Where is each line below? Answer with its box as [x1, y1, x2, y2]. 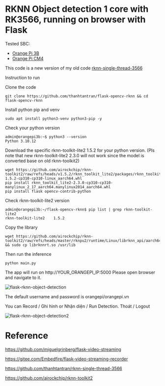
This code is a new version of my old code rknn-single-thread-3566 [5, 65, 143, 71]
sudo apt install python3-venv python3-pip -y [5, 116, 102, 121]
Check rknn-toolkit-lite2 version [5, 197, 70, 203]
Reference [5, 330, 48, 341]
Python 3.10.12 [5, 139, 36, 143]
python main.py [5, 260, 36, 266]
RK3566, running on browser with [5, 14, 146, 25]
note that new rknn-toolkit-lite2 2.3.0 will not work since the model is [5, 152, 144, 158]
